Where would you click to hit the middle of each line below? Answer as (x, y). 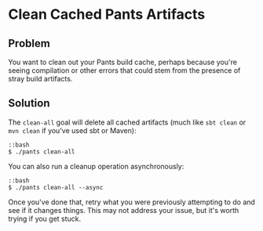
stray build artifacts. (40, 79)
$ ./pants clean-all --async (56, 187)
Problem (29, 43)
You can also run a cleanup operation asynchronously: (96, 166)
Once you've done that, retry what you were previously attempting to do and (131, 202)
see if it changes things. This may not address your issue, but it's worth (124, 210)
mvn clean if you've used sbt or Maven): (72, 130)
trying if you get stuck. (45, 218)
